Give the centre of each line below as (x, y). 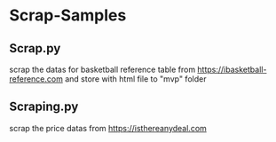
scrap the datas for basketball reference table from (103, 69)
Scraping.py (44, 107)
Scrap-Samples (68, 16)
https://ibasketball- (232, 69)
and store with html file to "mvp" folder (136, 79)
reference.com (36, 79)
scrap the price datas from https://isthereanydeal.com (108, 128)
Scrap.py (35, 48)
